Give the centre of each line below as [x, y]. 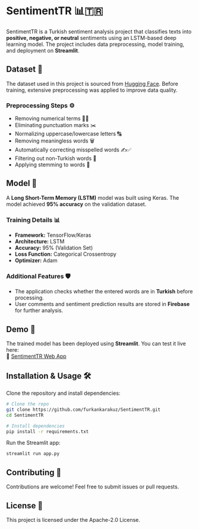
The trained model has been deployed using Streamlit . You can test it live [96, 344]
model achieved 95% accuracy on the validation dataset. [76, 204]
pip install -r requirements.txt [48, 431]
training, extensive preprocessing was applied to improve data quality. [92, 90]
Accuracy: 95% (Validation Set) [54, 248]
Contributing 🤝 [34, 472]
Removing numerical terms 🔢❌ [52, 119]
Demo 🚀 [21, 329]
